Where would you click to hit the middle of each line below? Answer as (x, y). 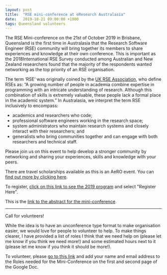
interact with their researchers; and (48, 131)
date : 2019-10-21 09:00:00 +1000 (42, 19)
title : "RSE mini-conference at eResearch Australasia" (65, 14)
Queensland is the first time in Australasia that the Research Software (76, 43)
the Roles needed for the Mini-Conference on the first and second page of (81, 262)
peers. (12, 162)
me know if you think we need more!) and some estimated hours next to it (81, 242)
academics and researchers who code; (52, 116)
